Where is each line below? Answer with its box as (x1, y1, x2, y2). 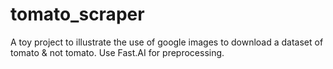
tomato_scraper (10, 3, 145, 26)
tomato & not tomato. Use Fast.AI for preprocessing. (10, 46, 225, 58)
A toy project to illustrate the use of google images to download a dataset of (10, 36, 324, 48)
